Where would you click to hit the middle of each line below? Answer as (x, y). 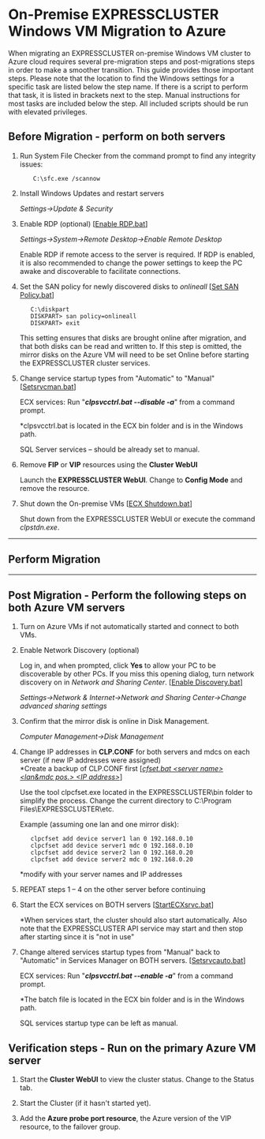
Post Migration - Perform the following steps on (127, 595)
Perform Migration (54, 559)
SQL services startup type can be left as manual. (99, 1023)
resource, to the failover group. (70, 1127)
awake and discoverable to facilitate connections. (100, 271)
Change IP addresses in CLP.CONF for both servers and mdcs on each (135, 752)
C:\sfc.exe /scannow (67, 178)
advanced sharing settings (63, 706)
